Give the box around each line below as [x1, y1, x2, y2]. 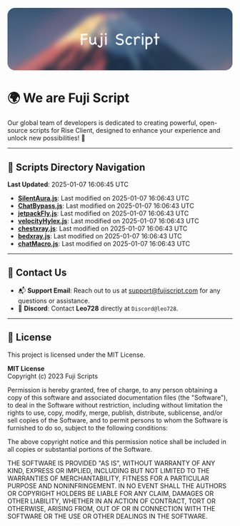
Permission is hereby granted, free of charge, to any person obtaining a [7, 385, 218, 394]
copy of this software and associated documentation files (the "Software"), [7, 393, 229, 402]
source [7, 126, 29, 135]
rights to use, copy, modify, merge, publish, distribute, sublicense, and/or [7, 408, 223, 417]
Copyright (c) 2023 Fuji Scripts [7, 372, 99, 380]
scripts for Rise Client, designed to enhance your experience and [29, 126, 221, 135]
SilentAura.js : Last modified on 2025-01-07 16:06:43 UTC [17, 194, 189, 203]
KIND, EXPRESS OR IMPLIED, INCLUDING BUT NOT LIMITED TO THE [7, 466, 210, 475]
